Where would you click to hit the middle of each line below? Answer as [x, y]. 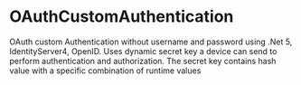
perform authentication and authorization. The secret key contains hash [143, 61]
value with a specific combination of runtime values [105, 71]
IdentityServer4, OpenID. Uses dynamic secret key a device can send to [143, 51]
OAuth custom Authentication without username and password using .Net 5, [151, 42]
